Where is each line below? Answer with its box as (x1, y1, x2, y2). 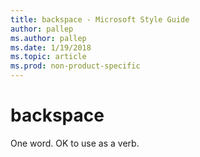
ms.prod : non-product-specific (10, 61, 141, 71)
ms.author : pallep (10, 33, 87, 43)
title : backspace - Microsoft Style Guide (10, 14, 190, 25)
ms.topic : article (10, 52, 87, 62)
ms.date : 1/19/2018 (10, 42, 92, 53)
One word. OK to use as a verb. (10, 137, 140, 149)
